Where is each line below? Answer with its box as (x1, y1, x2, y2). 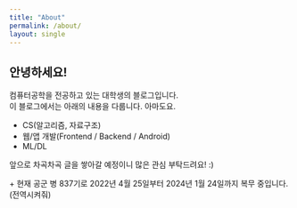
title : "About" (9, 12, 66, 22)
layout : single (9, 29, 66, 38)
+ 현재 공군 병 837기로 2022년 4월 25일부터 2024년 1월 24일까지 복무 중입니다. (9, 179, 289, 189)
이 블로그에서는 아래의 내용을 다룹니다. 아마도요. (9, 101, 177, 112)
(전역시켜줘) (9, 189, 52, 200)
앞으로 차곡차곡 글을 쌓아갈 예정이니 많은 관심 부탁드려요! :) (9, 159, 214, 170)
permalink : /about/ (9, 21, 82, 30)
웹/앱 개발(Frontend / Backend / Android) (21, 131, 171, 142)
